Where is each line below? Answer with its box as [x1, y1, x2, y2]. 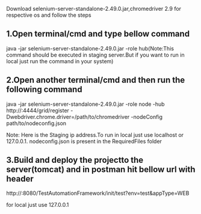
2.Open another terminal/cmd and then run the [6, 75, 185, 85]
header [6, 174, 34, 184]
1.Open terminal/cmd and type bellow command [6, 29, 190, 39]
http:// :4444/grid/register [6, 106, 69, 114]
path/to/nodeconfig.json [6, 120, 67, 127]
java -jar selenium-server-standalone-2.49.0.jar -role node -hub [6, 100, 165, 108]
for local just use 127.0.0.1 [6, 201, 69, 209]
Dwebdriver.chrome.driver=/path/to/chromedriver [6, 113, 130, 120]
